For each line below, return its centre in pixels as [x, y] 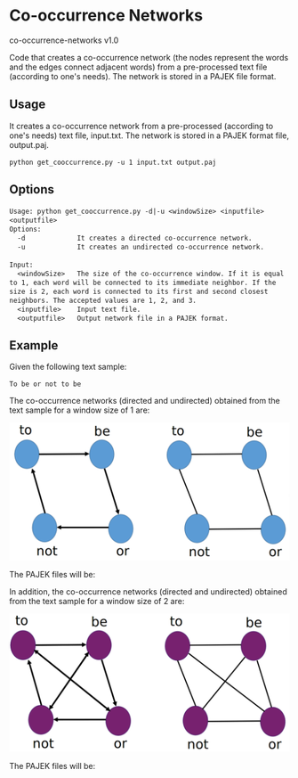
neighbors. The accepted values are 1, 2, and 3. [103, 300]
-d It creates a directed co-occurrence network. [135, 238]
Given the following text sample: [68, 367]
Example [34, 345]
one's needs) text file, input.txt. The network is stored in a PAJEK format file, [149, 135]
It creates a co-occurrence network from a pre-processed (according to [141, 126]
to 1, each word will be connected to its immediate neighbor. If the [143, 283]
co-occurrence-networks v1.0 [64, 40]
